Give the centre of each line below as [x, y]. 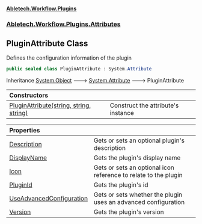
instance [122, 113]
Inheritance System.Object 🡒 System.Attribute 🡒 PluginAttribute [95, 81]
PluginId [21, 185]
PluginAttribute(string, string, [50, 105]
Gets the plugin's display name [137, 158]
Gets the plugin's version [129, 212]
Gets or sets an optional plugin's [139, 140]
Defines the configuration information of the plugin [69, 58]
